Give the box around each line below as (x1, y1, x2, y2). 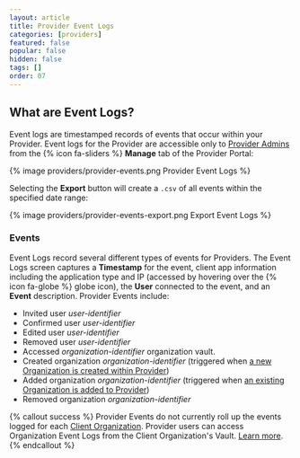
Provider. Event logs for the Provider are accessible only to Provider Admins (9, 138, 290, 149)
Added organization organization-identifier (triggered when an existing (22, 374, 285, 385)
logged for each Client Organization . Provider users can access (9, 420, 244, 431)
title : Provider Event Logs (9, 22, 115, 31)
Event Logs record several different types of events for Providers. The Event (9, 252, 291, 263)
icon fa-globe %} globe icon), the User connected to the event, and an (9, 280, 271, 292)
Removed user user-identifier (22, 336, 131, 347)
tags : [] (9, 64, 42, 73)
